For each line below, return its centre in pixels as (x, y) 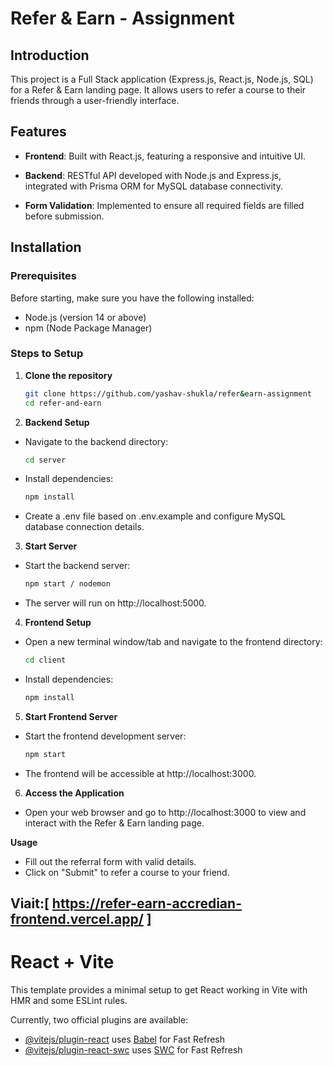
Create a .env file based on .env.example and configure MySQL (155, 516)
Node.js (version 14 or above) (85, 317)
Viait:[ (30, 903)
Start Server (51, 546)
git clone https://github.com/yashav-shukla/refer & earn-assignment (168, 393)
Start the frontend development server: (105, 736)
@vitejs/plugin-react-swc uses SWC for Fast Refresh (133, 1050)
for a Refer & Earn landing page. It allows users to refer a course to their (158, 90)
